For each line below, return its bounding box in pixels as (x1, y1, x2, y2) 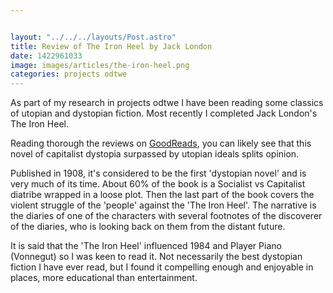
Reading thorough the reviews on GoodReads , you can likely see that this (10, 137, 312, 150)
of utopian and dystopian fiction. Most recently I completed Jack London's (10, 107, 318, 120)
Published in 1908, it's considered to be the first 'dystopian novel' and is (10, 167, 307, 180)
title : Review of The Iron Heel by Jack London (10, 41, 213, 51)
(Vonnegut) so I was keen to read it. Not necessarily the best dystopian (10, 251, 303, 263)
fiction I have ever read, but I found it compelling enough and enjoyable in (10, 261, 314, 273)
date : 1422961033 (10, 51, 83, 61)
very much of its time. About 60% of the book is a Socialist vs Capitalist (10, 178, 306, 190)
